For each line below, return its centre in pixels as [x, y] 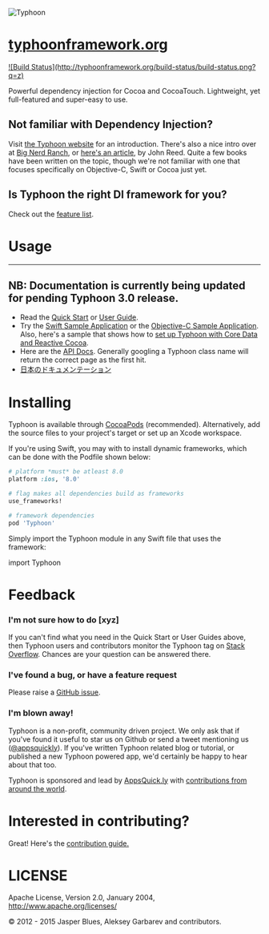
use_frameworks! [35, 501]
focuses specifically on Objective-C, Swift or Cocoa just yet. [108, 169]
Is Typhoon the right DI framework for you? [118, 195]
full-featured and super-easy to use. [68, 99]
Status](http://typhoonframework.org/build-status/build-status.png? [143, 66]
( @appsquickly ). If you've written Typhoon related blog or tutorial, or [121, 747]
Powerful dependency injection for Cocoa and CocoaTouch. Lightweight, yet [134, 91]
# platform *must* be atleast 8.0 [66, 472]
